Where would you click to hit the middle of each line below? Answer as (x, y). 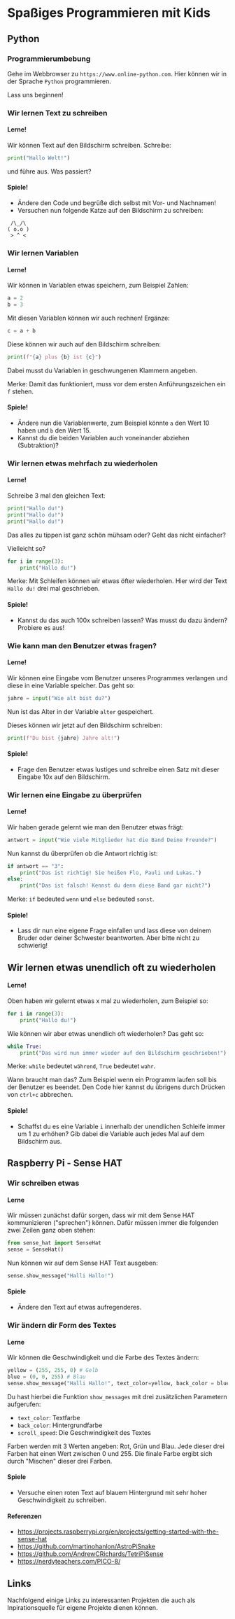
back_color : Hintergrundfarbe (60, 1425)
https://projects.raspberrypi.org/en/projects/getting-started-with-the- (118, 1532)
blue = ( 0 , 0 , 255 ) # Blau (47, 1377)
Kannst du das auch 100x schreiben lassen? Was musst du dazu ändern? (122, 620)
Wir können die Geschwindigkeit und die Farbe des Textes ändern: (103, 1358)
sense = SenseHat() (36, 1250)
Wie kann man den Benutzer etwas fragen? (82, 645)
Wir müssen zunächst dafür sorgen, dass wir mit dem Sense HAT (101, 1215)
